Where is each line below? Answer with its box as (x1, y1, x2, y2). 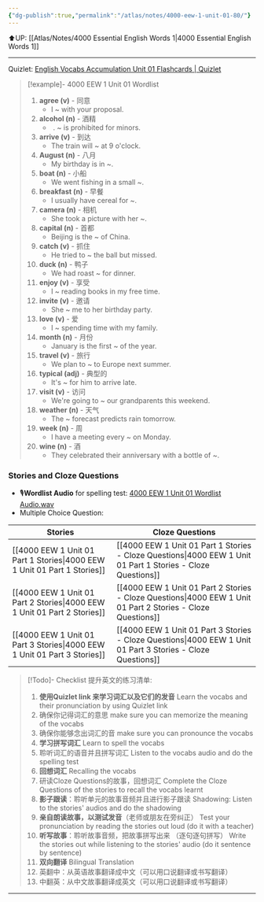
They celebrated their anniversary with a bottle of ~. (50, 450, 220, 460)
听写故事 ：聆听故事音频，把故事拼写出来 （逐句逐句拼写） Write (38, 830, 247, 840)
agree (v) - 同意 (38, 95, 91, 105)
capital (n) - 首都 (38, 223, 94, 232)
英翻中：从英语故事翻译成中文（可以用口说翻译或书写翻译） (38, 867, 233, 876)
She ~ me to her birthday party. (50, 305, 153, 314)
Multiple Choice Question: (19, 508, 104, 517)
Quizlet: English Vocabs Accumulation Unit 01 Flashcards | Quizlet (8, 64, 222, 73)
